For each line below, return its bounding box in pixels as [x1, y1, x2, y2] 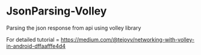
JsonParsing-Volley [6, 4, 107, 18]
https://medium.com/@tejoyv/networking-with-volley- [60, 36, 194, 43]
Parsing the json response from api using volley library [6, 24, 141, 31]
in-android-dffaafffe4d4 [6, 42, 66, 50]
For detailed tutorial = [6, 36, 60, 43]
